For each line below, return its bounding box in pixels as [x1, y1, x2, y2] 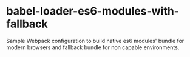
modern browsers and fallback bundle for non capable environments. [6, 44, 180, 51]
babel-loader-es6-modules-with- [6, 4, 180, 18]
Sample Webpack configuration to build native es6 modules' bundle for [6, 37, 185, 44]
